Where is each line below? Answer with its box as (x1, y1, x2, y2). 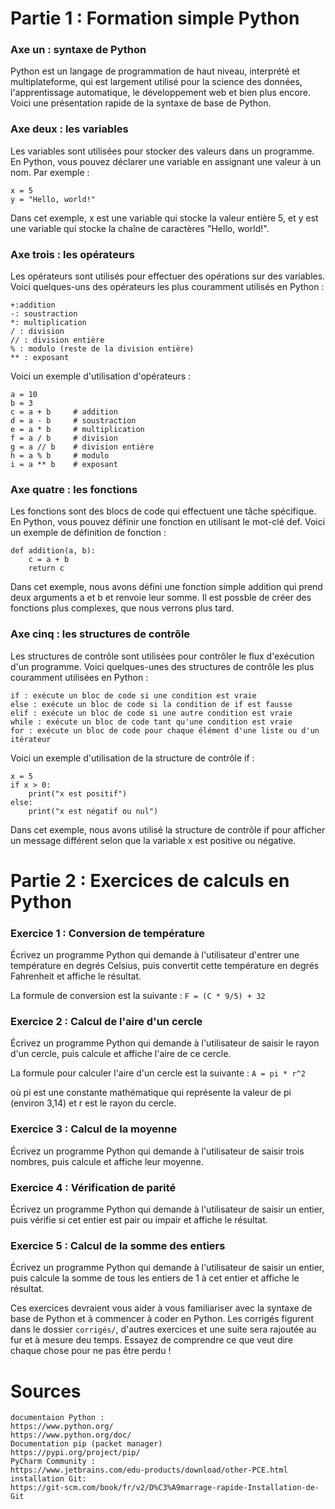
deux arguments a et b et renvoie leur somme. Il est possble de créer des (10, 592, 312, 604)
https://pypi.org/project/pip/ (10, 1448, 141, 1458)
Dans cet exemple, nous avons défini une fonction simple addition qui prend (10, 581, 323, 593)
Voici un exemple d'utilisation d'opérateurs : (10, 370, 192, 382)
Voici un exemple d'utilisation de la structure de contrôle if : (10, 752, 255, 764)
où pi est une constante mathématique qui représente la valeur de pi (10, 1087, 292, 1099)
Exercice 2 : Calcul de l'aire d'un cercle (10, 1015, 203, 1029)
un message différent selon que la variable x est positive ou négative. (10, 834, 297, 846)
